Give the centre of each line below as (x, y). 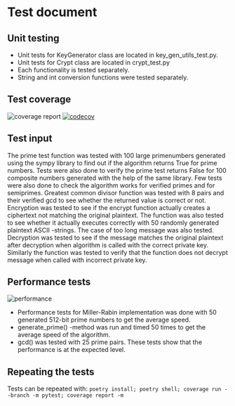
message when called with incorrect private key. (77, 260)
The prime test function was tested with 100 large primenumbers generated (116, 155)
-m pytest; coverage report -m (78, 395)
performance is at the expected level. (72, 350)
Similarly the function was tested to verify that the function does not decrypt (117, 252)
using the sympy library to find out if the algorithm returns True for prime (112, 163)
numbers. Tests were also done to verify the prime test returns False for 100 (117, 170)
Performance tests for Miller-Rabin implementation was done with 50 (117, 313)
